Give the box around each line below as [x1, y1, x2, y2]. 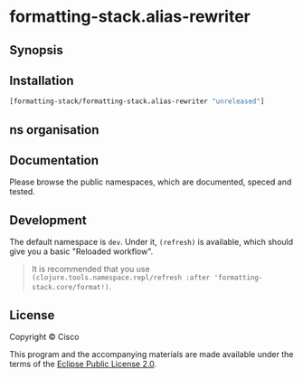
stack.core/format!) [31, 283, 109, 292]
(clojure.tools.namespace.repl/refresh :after [31, 273, 211, 282]
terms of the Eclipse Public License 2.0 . [9, 359, 156, 370]
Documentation [9, 153, 99, 168]
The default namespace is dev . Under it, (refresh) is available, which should [9, 237, 294, 248]
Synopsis [9, 43, 63, 58]
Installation [9, 72, 74, 88]
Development [9, 213, 88, 228]
